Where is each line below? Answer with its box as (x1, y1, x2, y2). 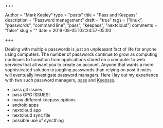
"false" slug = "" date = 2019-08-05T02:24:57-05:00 (5, 28, 111, 33)
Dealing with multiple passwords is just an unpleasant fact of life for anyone (5, 47, 157, 52)
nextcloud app (12, 107, 41, 113)
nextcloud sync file (12, 112, 51, 118)
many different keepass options (12, 97, 76, 102)
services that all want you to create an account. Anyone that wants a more (5, 62, 154, 67)
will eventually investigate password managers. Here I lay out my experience (5, 72, 159, 78)
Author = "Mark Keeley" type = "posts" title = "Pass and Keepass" (5, 12, 138, 17)
